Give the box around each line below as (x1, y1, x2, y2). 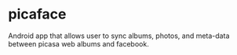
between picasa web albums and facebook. (8, 39, 149, 48)
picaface (8, 5, 67, 23)
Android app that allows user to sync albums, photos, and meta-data (8, 31, 230, 40)
